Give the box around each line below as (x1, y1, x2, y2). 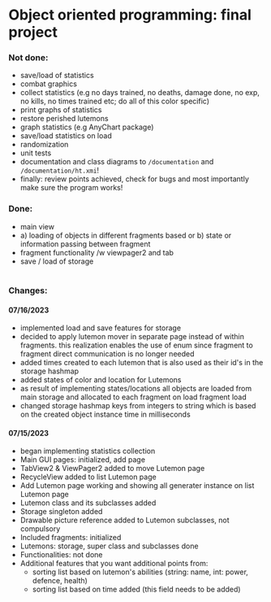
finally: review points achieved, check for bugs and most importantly (19, 174, 249, 184)
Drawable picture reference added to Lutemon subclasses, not (19, 515, 230, 526)
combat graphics (19, 79, 77, 89)
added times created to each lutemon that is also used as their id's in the (19, 358, 264, 368)
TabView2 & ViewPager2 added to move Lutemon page (19, 464, 205, 473)
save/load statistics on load (19, 131, 112, 141)
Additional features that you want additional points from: (19, 559, 209, 569)
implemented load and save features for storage (19, 323, 181, 333)
